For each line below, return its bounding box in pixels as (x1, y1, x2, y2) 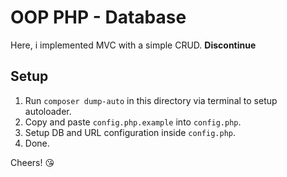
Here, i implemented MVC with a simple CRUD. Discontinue (10, 39, 257, 51)
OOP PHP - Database (10, 6, 187, 29)
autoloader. (24, 105, 72, 117)
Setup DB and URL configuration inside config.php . (24, 126, 236, 138)
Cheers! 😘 (10, 156, 55, 168)
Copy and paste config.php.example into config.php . (24, 116, 242, 128)
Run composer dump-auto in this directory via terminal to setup (24, 94, 278, 106)
